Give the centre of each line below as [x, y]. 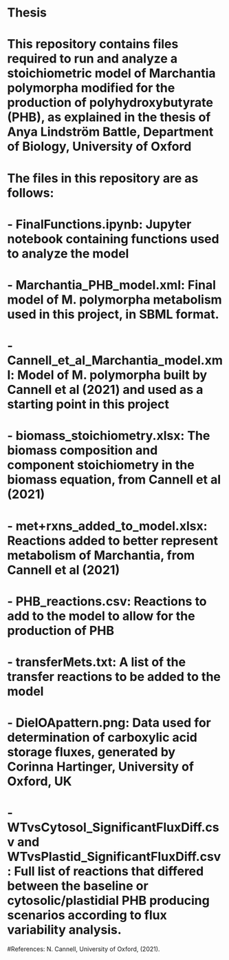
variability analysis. [64, 930]
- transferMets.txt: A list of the [97, 662]
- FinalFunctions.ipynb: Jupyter [99, 224]
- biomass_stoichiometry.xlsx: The [109, 436]
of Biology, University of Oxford [99, 147]
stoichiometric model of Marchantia [111, 73]
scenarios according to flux [87, 916]
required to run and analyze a [92, 59]
